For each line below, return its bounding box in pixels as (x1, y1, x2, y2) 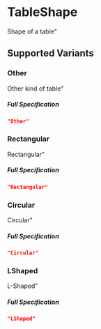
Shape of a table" (7, 27, 58, 36)
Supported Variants (7, 47, 94, 59)
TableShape (7, 4, 78, 20)
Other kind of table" (7, 84, 64, 93)
